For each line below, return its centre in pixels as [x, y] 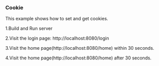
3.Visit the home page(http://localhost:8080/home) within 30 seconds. [80, 48]
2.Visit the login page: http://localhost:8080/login [57, 38]
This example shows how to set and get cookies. [57, 19]
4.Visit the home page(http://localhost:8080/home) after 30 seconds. [78, 58]
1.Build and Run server [29, 28]
